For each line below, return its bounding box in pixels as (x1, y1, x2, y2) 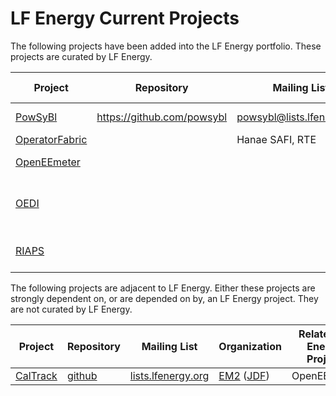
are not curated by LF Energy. (10, 303, 133, 315)
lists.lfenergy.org (129, 368, 210, 382)
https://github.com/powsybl (96, 110, 228, 124)
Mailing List (141, 339, 198, 353)
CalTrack (15, 368, 58, 382)
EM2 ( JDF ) (218, 368, 270, 382)
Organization (218, 339, 282, 353)
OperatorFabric (15, 132, 88, 146)
